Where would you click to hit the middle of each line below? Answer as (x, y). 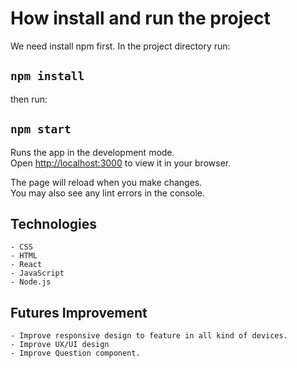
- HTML (24, 256)
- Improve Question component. (75, 353)
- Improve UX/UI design (60, 345)
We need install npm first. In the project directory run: (120, 46)
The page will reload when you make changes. (106, 182)
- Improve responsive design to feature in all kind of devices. (149, 336)
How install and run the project (140, 18)
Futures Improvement (79, 312)
